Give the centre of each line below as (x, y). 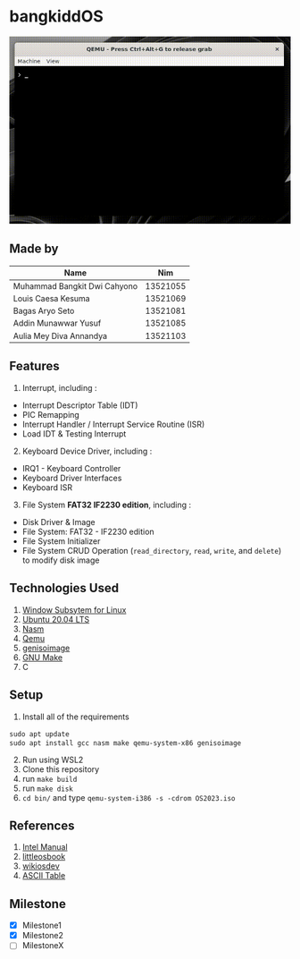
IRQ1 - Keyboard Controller (71, 468)
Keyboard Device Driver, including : (87, 451)
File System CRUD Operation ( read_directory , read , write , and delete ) (152, 550)
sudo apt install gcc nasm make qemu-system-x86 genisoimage (125, 743)
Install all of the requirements (75, 717)
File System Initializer (61, 541)
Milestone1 (42, 925)
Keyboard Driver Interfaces (72, 478)
